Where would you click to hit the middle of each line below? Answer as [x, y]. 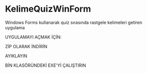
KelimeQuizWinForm [48, 9]
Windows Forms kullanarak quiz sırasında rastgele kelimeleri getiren [74, 22]
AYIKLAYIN [16, 56]
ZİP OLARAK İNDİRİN [26, 46]
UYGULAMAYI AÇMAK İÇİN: [33, 37]
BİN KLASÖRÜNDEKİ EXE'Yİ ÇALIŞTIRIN [46, 65]
